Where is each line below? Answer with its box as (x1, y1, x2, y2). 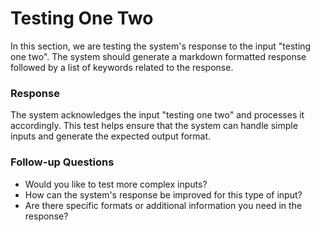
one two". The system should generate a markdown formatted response (10, 50, 307, 62)
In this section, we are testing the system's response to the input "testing (10, 40, 312, 52)
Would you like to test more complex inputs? (24, 178, 208, 190)
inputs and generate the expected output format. (10, 130, 212, 142)
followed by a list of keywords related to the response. (10, 61, 234, 73)
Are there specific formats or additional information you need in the (24, 199, 303, 211)
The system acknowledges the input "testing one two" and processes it (10, 109, 305, 121)
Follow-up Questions (10, 155, 115, 169)
